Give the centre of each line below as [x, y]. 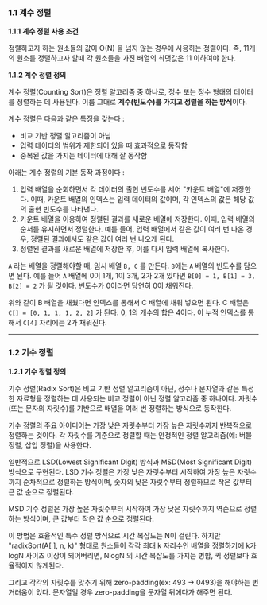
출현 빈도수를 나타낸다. [64, 209]
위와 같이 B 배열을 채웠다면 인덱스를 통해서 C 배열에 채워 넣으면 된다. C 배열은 [129, 303]
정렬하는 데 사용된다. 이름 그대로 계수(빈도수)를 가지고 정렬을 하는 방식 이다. [132, 102]
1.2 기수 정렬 [31, 353]
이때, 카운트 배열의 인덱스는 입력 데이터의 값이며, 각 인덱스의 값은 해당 [138, 200]
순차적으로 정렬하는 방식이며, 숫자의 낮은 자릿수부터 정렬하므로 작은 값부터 [137, 482]
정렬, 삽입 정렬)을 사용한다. [50, 445]
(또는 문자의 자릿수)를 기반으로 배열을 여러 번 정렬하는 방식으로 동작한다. [120, 408]
